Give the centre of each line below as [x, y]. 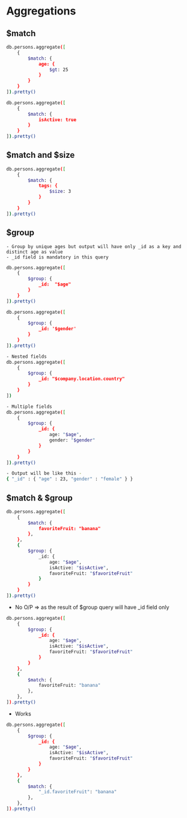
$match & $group [40, 498]
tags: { [48, 186]
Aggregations [41, 11]
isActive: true [57, 120]
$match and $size [41, 155]
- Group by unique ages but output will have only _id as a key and [94, 246]
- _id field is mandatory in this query [58, 257]
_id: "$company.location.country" [81, 379]
